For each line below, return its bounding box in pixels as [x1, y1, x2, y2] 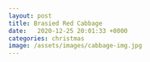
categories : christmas [8, 34, 85, 43]
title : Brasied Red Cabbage [8, 19, 103, 27]
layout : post [8, 11, 52, 20]
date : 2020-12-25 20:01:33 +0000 [8, 27, 128, 35]
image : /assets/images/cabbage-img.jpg [8, 42, 143, 50]
